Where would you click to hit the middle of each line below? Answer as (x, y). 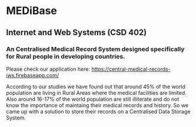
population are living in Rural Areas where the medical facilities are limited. (96, 92)
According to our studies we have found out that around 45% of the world (96, 87)
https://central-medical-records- (131, 69)
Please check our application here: (48, 69)
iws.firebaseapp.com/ (33, 75)
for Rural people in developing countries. (66, 56)
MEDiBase (32, 11)
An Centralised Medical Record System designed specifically (95, 49)
